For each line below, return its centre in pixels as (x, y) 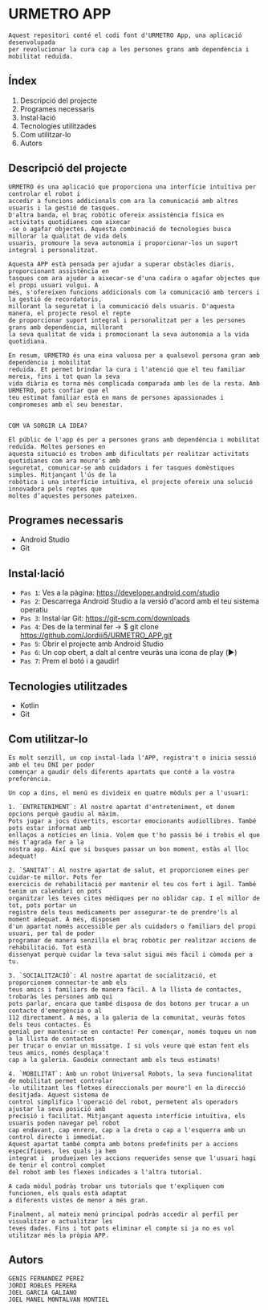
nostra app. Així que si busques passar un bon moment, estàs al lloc (129, 849)
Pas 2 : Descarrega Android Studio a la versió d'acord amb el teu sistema (139, 601)
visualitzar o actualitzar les (61, 1221)
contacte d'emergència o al (55, 1011)
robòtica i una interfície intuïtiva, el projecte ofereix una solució (130, 482)
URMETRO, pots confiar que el (59, 390)
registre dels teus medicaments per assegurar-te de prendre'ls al (124, 912)
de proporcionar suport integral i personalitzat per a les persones (127, 320)
